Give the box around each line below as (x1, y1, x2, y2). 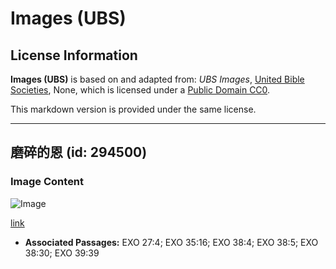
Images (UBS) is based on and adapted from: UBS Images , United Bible (10, 73, 305, 85)
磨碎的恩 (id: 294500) (10, 144, 148, 161)
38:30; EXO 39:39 (24, 247, 100, 259)
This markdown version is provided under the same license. (10, 103, 257, 115)
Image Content (10, 175, 85, 189)
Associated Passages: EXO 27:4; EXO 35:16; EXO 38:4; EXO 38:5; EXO (24, 236, 319, 248)
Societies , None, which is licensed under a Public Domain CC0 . (10, 84, 271, 96)
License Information (10, 47, 138, 64)
